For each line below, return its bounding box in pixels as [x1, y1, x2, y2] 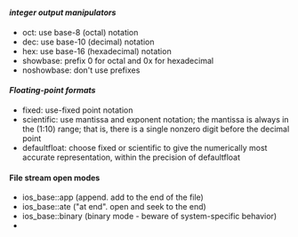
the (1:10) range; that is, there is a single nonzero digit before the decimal [21, 123, 290, 134]
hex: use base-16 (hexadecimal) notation [21, 45, 172, 56]
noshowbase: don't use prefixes [21, 65, 141, 75]
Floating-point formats [9, 85, 96, 96]
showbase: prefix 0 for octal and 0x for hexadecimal [21, 55, 214, 66]
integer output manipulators [9, 7, 117, 18]
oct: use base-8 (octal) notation [21, 27, 139, 37]
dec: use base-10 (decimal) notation [21, 36, 155, 47]
